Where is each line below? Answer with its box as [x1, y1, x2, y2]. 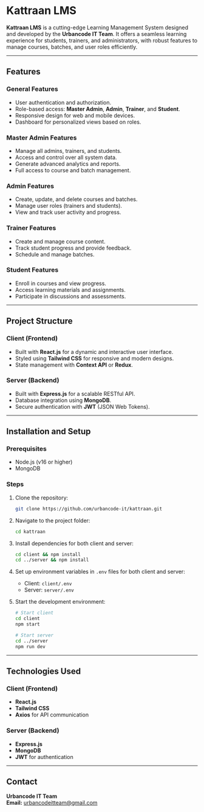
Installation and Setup [6, 426, 91, 437]
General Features [6, 85, 59, 93]
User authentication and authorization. [15, 99, 112, 106]
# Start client [15, 610, 54, 616]
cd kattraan [15, 528, 46, 535]
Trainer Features [6, 224, 56, 232]
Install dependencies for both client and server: [15, 540, 134, 547]
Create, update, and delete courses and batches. [15, 196, 138, 203]
